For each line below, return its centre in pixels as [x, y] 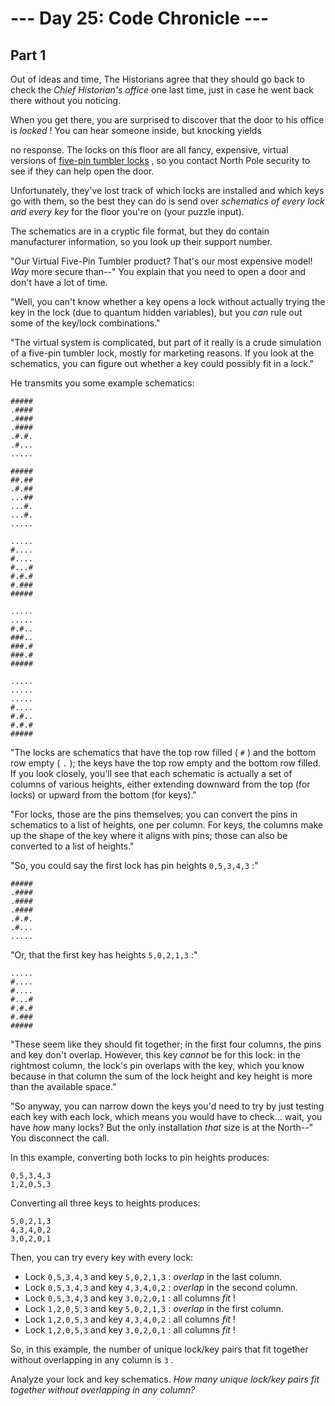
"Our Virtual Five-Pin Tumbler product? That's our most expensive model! [161, 261]
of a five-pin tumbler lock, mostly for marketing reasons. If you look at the [162, 353]
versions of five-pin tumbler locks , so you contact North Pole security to [160, 160]
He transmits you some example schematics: [102, 383]
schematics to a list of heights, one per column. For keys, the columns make [167, 825]
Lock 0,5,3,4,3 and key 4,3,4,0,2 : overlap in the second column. [161, 1287]
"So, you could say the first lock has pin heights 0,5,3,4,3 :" [134, 865]
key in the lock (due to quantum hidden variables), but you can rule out [156, 312]
